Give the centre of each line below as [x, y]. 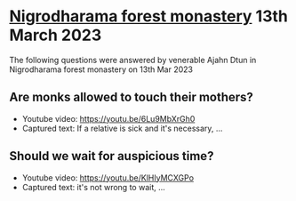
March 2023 [56, 35]
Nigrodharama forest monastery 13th [149, 16]
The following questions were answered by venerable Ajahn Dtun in [133, 60]
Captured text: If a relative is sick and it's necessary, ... [122, 128]
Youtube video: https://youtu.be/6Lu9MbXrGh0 [108, 118]
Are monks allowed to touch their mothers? [131, 97]
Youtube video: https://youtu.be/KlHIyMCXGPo [108, 177]
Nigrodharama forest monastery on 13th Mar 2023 [101, 69]
